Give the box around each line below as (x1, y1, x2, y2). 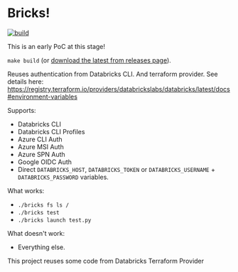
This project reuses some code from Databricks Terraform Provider (7, 256, 205, 265)
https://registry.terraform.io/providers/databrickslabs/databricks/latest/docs (7, 85, 231, 93)
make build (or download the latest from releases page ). (7, 55, 172, 65)
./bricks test (17, 209, 60, 216)
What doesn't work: (7, 229, 65, 237)
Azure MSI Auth (17, 142, 64, 151)
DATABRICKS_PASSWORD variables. (17, 173, 109, 181)
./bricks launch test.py (17, 217, 92, 224)
